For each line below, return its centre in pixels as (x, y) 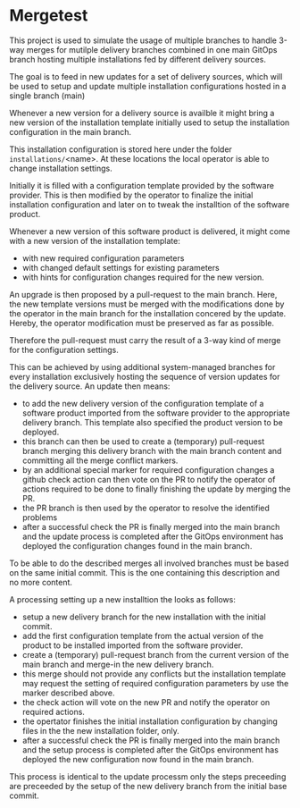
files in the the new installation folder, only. (101, 730)
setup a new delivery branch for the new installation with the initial (144, 617)
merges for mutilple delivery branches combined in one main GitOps (152, 49)
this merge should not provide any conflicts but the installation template (154, 673)
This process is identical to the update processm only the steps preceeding (148, 776)
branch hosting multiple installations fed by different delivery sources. (137, 59)
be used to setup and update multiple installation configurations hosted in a (148, 86)
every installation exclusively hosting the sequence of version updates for (145, 376)
